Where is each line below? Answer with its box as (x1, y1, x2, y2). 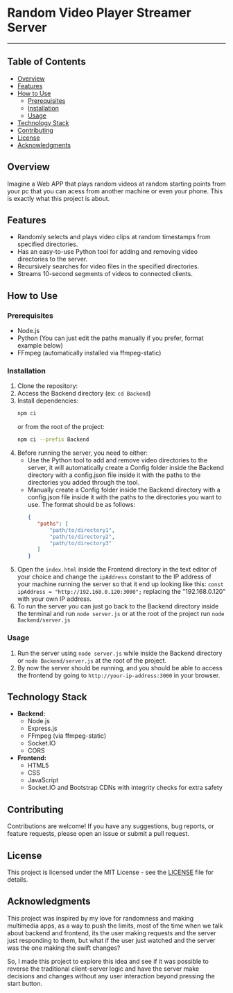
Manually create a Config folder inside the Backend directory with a (27, 485, 221, 494)
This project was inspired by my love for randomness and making (7, 914, 194, 922)
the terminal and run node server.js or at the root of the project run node (17, 610, 225, 618)
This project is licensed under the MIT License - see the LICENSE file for (7, 868, 214, 876)
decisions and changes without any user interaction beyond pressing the (7, 971, 215, 980)
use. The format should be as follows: (27, 501, 136, 509)
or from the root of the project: (17, 423, 105, 431)
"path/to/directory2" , (49, 533, 116, 540)
